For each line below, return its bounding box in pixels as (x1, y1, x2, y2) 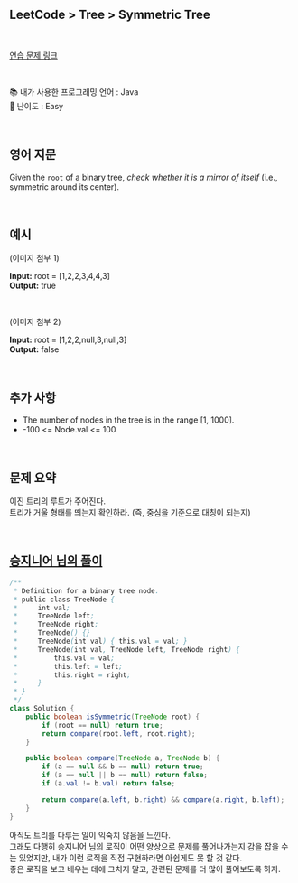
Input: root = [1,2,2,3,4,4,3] (9, 271, 111, 282)
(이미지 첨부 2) (9, 316, 61, 328)
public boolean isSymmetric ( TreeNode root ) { (25, 712, 200, 721)
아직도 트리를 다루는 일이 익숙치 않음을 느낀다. (9, 830, 172, 841)
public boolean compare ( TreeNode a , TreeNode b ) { (25, 754, 220, 763)
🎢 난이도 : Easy (9, 100, 64, 111)
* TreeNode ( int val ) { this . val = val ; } (13, 637, 188, 646)
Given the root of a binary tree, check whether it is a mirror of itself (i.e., (9, 172, 278, 182)
